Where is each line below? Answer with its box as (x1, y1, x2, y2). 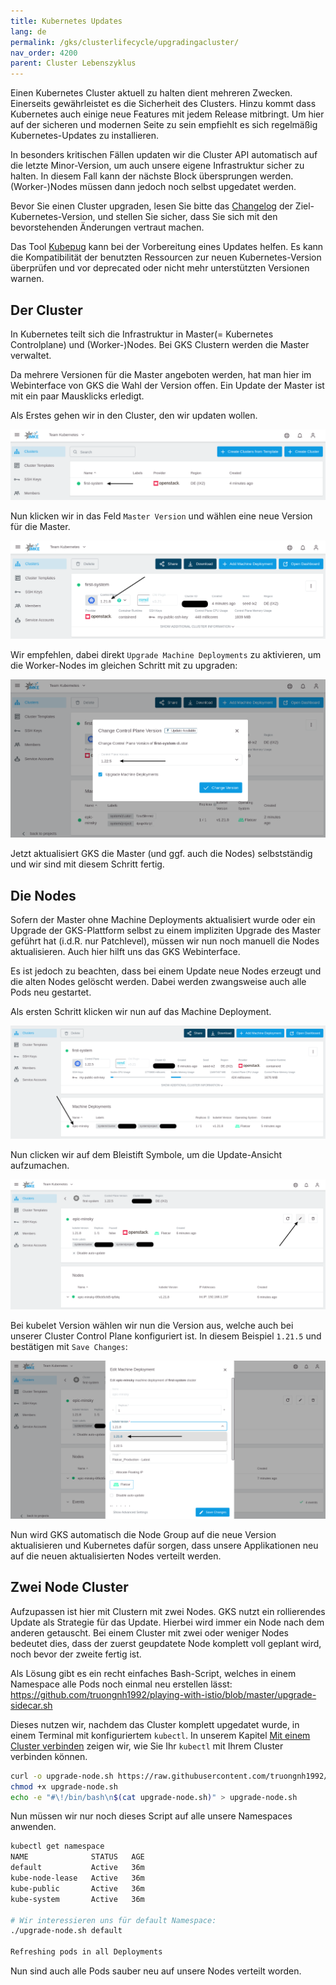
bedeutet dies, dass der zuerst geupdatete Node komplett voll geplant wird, (10, 1637, 322, 1649)
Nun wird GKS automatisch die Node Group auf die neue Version (10, 1528, 277, 1540)
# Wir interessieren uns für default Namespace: (10, 1915, 217, 1925)
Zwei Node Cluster (10, 1579, 129, 1596)
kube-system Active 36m (10, 1894, 145, 1904)
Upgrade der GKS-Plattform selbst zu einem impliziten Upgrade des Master (10, 925, 322, 937)
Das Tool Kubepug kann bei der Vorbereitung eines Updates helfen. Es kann (10, 241, 324, 253)
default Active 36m (10, 1863, 145, 1873)
